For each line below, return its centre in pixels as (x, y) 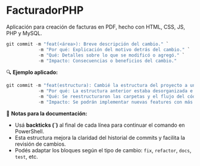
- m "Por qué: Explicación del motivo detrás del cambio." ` (114, 49)
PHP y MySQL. (24, 33)
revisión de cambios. (40, 144)
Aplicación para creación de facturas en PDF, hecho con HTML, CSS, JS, (96, 27)
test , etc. (26, 156)
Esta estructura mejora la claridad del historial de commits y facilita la (100, 137)
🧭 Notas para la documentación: (47, 113)
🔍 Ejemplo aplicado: (32, 73)
